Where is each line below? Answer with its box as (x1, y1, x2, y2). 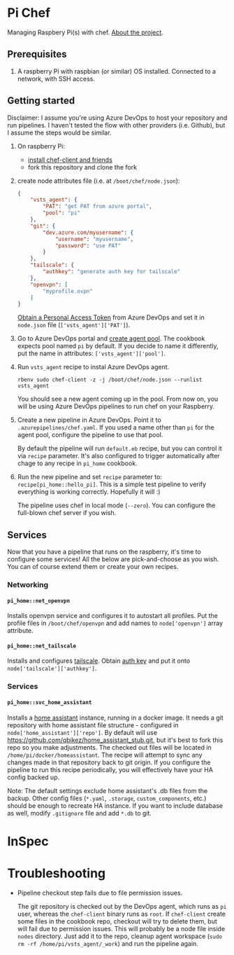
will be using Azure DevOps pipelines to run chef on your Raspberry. (17, 402, 215, 411)
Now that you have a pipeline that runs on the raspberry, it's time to (7, 548, 201, 556)
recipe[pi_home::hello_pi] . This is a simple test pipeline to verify (17, 480, 207, 488)
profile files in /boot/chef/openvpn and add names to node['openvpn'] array (7, 619, 224, 628)
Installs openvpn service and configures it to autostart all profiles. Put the (7, 612, 218, 620)
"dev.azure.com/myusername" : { (43, 229, 134, 236)
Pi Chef (7, 5, 51, 21)
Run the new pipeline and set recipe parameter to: (17, 473, 163, 481)
